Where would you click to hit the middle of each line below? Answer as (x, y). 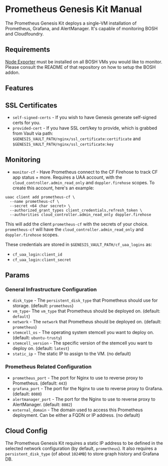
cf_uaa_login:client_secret (42, 260)
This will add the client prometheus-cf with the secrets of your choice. (77, 224)
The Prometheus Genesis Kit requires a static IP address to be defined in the (84, 443)
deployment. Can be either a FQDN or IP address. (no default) (76, 415)
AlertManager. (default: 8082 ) (42, 404)
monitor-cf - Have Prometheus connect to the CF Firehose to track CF (85, 172)
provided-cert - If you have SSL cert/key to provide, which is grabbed (85, 128)
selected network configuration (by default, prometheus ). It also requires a (81, 448)
